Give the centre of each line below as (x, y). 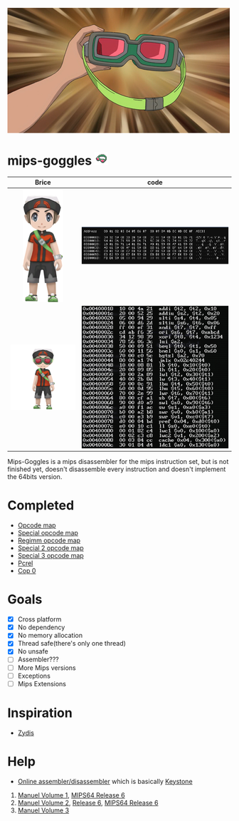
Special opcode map (48, 533)
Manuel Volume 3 (43, 810)
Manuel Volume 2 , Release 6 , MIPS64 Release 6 (88, 802)
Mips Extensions (42, 683)
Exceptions (34, 676)
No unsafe (33, 651)
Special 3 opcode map (51, 556)
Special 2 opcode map (51, 548)
